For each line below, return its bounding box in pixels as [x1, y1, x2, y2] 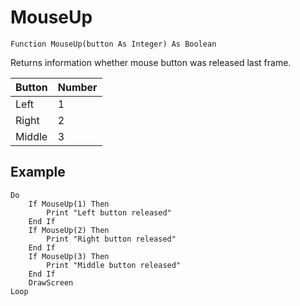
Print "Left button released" [46, 207, 172, 218]
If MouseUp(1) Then [28, 199, 110, 209]
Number [57, 80, 98, 94]
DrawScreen [28, 277, 74, 288]
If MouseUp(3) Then [28, 251, 110, 261]
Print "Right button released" [46, 234, 177, 244]
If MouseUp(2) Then [28, 225, 110, 235]
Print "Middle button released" [46, 260, 182, 270]
